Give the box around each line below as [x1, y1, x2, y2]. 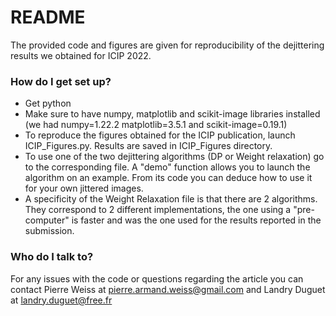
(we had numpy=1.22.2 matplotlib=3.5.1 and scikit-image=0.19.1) [24, 119, 288, 131]
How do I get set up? [10, 74, 112, 88]
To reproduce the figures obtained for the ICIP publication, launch [24, 129, 296, 141]
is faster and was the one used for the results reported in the [71, 214, 322, 226]
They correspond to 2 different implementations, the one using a [24, 204, 292, 216]
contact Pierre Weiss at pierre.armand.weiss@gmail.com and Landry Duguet [10, 283, 326, 295]
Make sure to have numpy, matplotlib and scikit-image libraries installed [24, 108, 321, 120]
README [10, 6, 86, 29]
